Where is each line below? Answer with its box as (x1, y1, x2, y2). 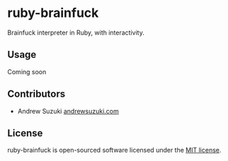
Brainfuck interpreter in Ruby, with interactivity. (7, 28, 145, 37)
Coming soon (7, 67, 47, 76)
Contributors (7, 88, 66, 100)
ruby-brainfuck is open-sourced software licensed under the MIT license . (7, 146, 222, 155)
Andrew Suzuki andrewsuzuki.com (17, 107, 119, 115)
